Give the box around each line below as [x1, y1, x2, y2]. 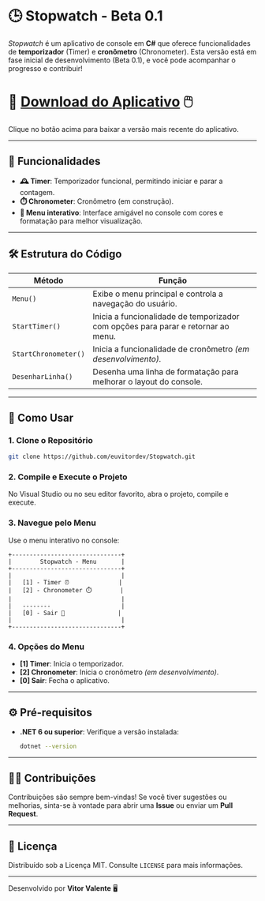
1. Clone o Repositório [8, 434, 93, 445]
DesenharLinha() [12, 372, 73, 381]
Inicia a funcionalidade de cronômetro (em [92, 344, 250, 355]
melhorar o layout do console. [92, 376, 203, 387]
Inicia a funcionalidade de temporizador [92, 310, 240, 321]
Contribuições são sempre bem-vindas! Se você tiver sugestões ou [8, 792, 227, 802]
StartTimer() [12, 321, 62, 331]
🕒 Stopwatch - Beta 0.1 [8, 7, 163, 25]
